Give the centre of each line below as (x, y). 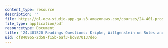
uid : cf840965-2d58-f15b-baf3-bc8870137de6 (51, 38)
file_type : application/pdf (34, 24)
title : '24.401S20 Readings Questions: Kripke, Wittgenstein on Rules (80, 33)
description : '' (22, 14)
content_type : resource (30, 10)
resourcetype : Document (30, 28)
